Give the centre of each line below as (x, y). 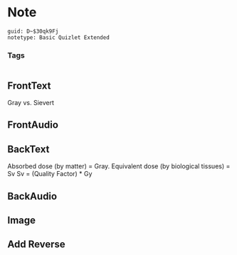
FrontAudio (33, 125)
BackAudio (32, 196)
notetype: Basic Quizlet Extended (59, 37)
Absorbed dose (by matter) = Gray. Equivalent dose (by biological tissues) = (119, 166)
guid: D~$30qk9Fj (33, 31)
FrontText (29, 86)
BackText (28, 149)
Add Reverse (36, 245)
